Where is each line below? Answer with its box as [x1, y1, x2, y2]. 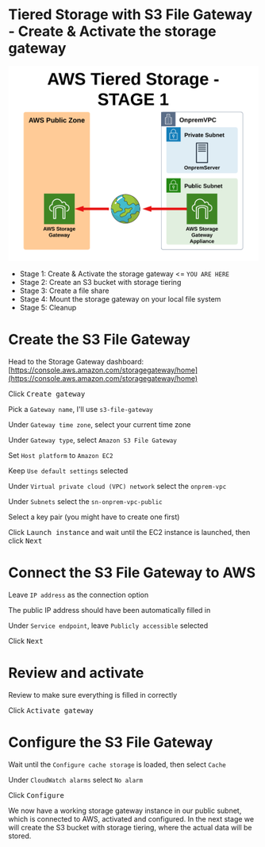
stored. [8, 831, 32, 841]
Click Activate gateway [8, 705, 94, 715]
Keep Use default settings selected [8, 466, 129, 475]
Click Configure [8, 790, 65, 799]
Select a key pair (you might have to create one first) [8, 512, 180, 522]
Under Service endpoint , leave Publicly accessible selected [8, 621, 209, 630]
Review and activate [8, 664, 144, 682]
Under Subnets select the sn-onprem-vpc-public [8, 497, 163, 506]
